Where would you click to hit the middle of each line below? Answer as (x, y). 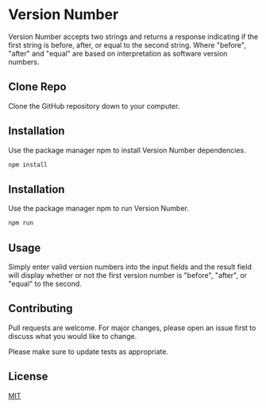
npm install (28, 164)
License (28, 377)
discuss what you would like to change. (73, 336)
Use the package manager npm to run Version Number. (98, 209)
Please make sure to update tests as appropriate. (89, 352)
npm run (21, 223)
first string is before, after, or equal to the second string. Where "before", (127, 44)
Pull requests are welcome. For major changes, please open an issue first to (132, 328)
